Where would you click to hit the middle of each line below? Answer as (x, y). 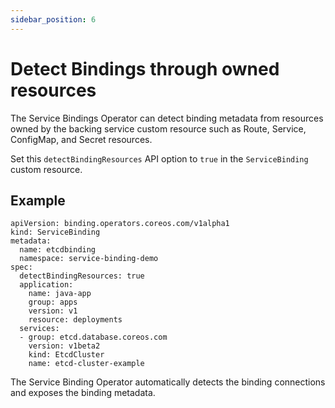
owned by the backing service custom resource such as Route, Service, (158, 128)
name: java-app (60, 294)
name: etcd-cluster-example (86, 364)
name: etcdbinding (58, 250)
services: (39, 329)
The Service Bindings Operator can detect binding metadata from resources (167, 118)
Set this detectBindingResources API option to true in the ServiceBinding (159, 158)
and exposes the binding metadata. (83, 393)
